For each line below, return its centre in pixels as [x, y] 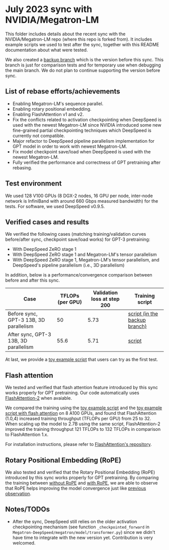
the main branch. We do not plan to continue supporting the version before [83, 70]
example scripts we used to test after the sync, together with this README [82, 44]
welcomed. [24, 543]
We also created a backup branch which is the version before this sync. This [84, 59]
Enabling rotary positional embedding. [52, 109]
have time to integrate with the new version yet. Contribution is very [83, 537]
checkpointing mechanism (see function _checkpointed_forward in [81, 527]
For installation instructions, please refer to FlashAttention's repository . [78, 444]
